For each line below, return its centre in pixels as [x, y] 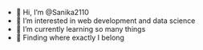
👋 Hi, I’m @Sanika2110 [53, 12]
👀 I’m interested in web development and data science [106, 21]
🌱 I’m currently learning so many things [81, 29]
